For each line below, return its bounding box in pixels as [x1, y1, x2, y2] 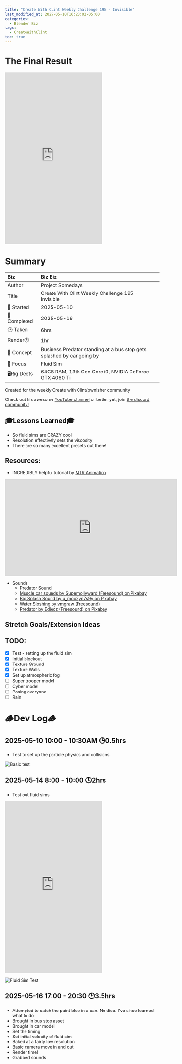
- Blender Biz [9, 21, 38, 26]
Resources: [5, 456, 41, 465]
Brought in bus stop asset [12, 1018, 64, 1024]
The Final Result [5, 56, 72, 67]
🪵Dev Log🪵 [5, 713, 56, 724]
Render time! [12, 1049, 38, 1055]
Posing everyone [12, 689, 47, 695]
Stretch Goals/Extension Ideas [5, 620, 101, 629]
